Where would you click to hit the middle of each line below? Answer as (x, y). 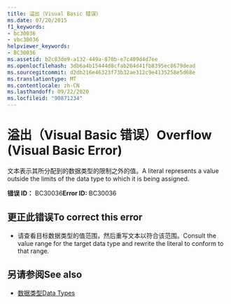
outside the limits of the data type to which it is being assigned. (98, 179)
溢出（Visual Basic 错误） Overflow (110, 136)
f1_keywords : (26, 27)
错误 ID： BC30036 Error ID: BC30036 (62, 193)
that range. (33, 251)
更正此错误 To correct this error (75, 217)
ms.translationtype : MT (42, 79)
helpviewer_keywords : (39, 46)
